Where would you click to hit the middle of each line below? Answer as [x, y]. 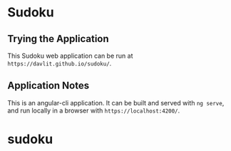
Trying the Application [58, 39]
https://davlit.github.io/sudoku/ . [60, 63]
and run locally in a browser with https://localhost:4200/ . [94, 110]
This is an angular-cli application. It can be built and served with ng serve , [116, 103]
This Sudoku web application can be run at [70, 56]
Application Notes [48, 86]
